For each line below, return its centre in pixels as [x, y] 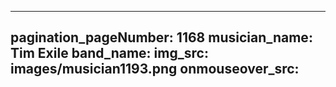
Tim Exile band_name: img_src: [109, 53]
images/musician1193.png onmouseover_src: [155, 69]
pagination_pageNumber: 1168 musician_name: [161, 37]
